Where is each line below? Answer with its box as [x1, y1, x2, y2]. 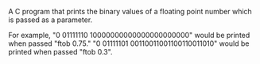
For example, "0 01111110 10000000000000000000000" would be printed [8, 31, 250, 40]
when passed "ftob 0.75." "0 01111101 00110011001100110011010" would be [8, 39, 250, 48]
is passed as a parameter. [8, 15, 93, 24]
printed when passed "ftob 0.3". [8, 47, 113, 56]
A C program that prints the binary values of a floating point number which [8, 7, 252, 16]
